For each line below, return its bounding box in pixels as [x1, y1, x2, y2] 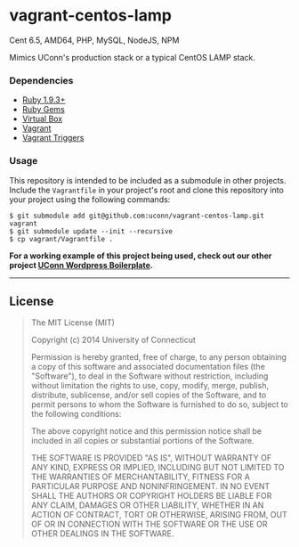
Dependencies [9, 74, 74, 86]
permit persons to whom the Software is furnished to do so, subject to [30, 399, 289, 410]
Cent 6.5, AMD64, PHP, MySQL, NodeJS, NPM [9, 35, 180, 45]
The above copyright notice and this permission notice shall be [30, 426, 263, 437]
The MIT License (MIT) [30, 317, 116, 328]
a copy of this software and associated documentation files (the [30, 362, 265, 372]
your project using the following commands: [9, 193, 171, 205]
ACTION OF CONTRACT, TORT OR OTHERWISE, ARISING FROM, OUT [30, 510, 287, 520]
